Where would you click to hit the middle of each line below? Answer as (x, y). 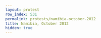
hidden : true (19, 28)
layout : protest (22, 10)
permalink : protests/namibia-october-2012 (50, 19)
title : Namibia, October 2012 (37, 23)
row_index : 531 (21, 14)
